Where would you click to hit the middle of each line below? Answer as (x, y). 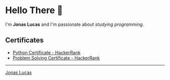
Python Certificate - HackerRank (47, 52)
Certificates (25, 40)
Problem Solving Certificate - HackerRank (56, 58)
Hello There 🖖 (34, 10)
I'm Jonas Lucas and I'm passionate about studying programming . (75, 24)
